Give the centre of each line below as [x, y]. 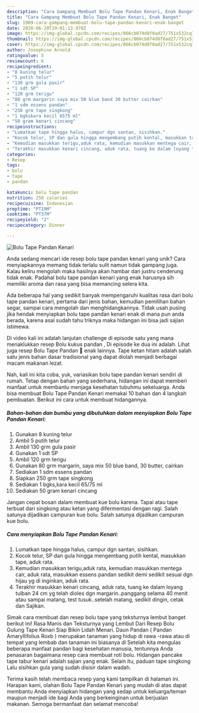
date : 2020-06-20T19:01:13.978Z [46, 28]
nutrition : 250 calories [37, 198]
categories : [21, 154]
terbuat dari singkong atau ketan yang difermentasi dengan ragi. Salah [92, 508]
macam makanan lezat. [35, 363]
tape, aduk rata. [35, 562]
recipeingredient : [29, 66]
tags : [13, 165]
